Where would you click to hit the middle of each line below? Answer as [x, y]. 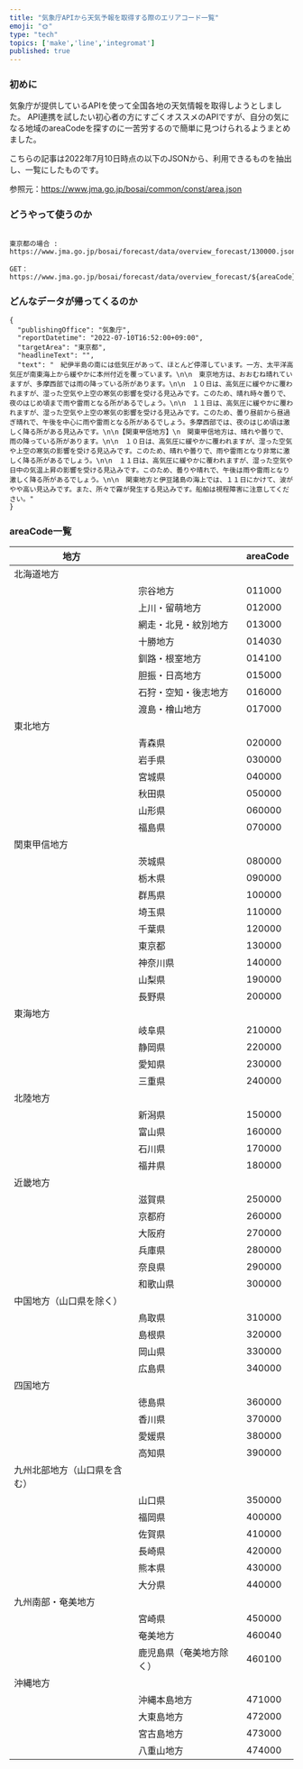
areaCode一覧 [41, 531]
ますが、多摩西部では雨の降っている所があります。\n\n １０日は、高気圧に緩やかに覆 [148, 384]
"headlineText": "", [56, 356]
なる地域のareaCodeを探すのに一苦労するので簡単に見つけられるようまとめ [150, 128]
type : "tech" [34, 34]
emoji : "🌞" [31, 26]
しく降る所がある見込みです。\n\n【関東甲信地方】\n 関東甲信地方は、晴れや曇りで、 [149, 432]
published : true [40, 51]
